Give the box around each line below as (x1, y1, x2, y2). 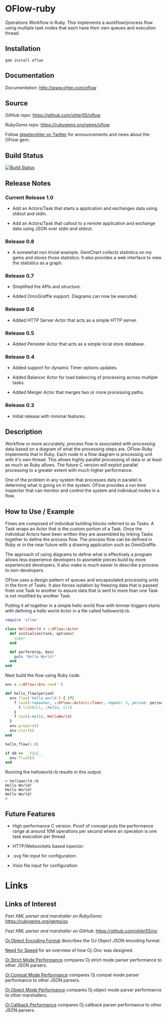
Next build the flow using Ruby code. (5, 672, 81, 678)
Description (5, 427, 42, 436)
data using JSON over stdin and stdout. (12, 225, 93, 231)
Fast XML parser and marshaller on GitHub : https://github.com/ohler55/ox (5, 928, 158, 934)
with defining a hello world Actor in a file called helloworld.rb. (5, 608, 131, 614)
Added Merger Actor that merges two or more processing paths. (12, 390, 145, 396)
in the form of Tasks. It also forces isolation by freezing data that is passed (5, 582, 158, 589)
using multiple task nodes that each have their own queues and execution (5, 24, 156, 30)
